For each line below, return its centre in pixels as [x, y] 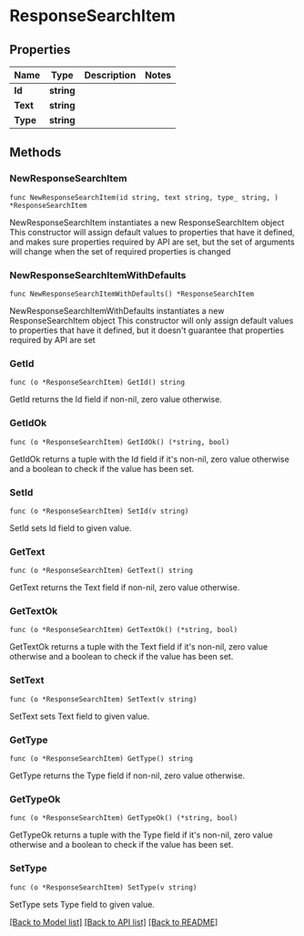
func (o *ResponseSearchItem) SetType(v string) [103, 887]
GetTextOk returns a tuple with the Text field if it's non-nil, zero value [139, 647]
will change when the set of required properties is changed [120, 251]
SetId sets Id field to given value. [71, 528]
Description [110, 75]
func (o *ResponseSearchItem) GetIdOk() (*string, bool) [120, 442]
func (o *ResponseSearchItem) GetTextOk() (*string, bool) [124, 630]
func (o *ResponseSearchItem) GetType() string [101, 759]
